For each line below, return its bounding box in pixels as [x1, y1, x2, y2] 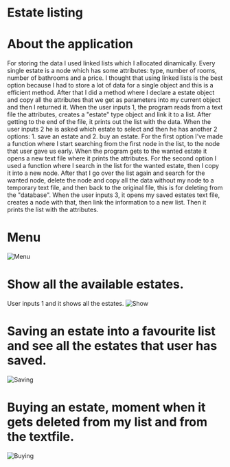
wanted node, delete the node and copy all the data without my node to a [7, 176, 214, 185]
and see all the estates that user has [7, 338, 218, 354]
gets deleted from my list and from [7, 415, 208, 430]
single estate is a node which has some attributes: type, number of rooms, [7, 67, 218, 75]
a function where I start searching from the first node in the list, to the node [7, 140, 220, 148]
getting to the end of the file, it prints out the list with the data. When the [7, 118, 211, 126]
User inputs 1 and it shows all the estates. [7, 300, 124, 307]
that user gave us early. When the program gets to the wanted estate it [7, 147, 207, 156]
